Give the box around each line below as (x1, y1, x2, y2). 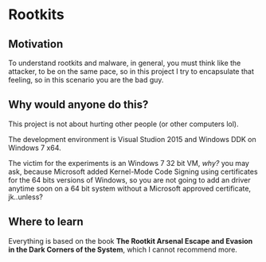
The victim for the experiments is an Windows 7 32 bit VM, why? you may (8, 158, 249, 168)
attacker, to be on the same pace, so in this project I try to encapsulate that (8, 67, 255, 76)
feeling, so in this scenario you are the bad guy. (8, 75, 164, 84)
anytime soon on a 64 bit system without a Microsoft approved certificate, (8, 183, 252, 193)
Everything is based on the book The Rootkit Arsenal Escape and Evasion (8, 236, 253, 245)
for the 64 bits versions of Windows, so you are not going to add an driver (8, 175, 251, 184)
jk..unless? (8, 192, 44, 202)
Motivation (8, 37, 64, 51)
